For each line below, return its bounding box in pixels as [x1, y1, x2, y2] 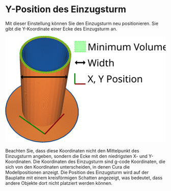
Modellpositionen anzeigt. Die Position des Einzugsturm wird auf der [5, 169, 149, 175]
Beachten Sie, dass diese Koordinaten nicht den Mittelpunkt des [5, 147, 139, 153]
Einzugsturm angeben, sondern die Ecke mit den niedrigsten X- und [5, 153, 148, 159]
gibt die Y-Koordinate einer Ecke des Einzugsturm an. [5, 25, 118, 31]
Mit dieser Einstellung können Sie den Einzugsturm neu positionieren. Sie [5, 20, 159, 26]
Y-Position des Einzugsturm [5, 4, 126, 15]
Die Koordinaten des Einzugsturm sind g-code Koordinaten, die [33, 158, 165, 165]
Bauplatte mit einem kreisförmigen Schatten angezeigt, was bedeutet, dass [5, 174, 163, 181]
